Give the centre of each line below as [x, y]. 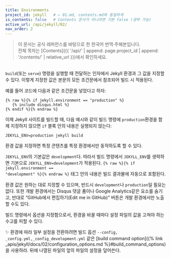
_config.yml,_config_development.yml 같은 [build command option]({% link [84, 239]
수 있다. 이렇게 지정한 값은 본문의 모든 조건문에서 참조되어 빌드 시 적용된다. [79, 80]
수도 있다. [20, 204]
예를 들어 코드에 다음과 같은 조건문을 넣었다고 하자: [56, 91]
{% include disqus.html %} [41, 105]
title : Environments [27, 10]
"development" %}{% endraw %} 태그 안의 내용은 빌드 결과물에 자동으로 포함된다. [86, 174]
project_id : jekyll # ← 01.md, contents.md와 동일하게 [64, 15]
